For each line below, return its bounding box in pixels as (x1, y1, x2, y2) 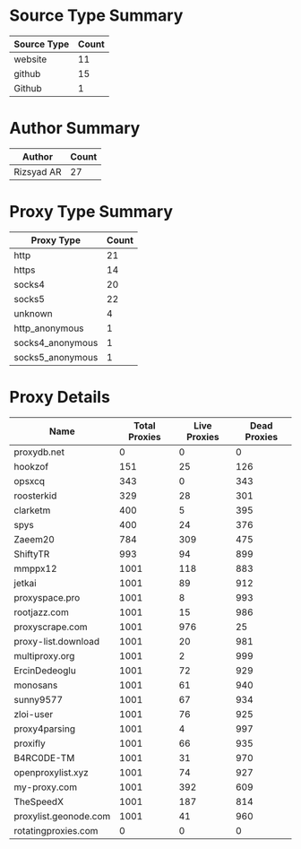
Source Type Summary (9, 5, 184, 26)
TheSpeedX (13, 795, 64, 808)
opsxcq (13, 474, 46, 487)
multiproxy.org (13, 649, 75, 662)
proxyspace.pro (13, 591, 81, 603)
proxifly (13, 737, 47, 749)
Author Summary (9, 118, 141, 139)
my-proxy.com (13, 781, 78, 793)
